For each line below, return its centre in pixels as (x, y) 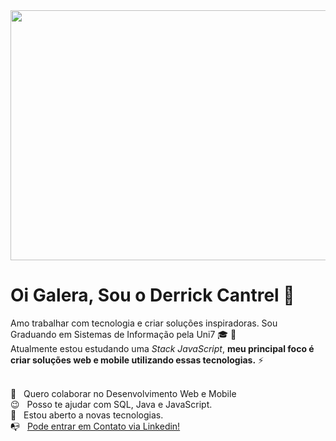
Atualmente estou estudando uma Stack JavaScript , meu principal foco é (162, 348)
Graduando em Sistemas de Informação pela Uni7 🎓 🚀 (123, 334)
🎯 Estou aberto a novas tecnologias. (87, 415)
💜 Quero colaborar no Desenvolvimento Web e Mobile (123, 393)
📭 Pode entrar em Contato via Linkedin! (95, 426)
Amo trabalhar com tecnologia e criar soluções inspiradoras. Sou (144, 323)
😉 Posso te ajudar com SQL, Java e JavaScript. (111, 404)
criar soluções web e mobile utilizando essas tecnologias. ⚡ (137, 360)
